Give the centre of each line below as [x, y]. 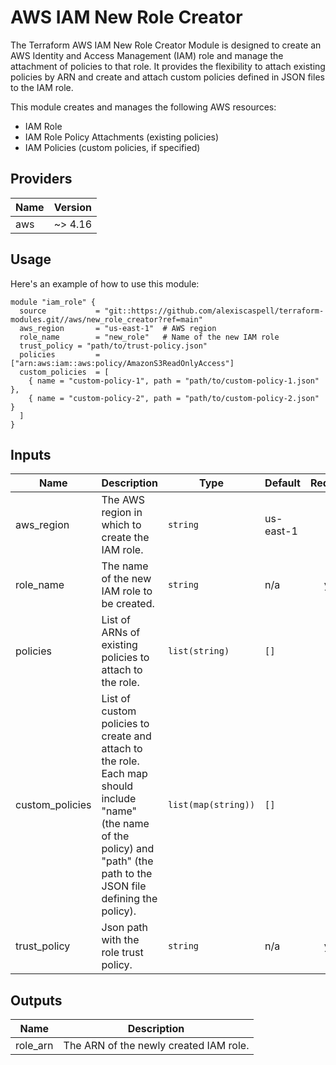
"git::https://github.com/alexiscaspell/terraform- [214, 311]
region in [122, 513]
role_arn [34, 1046]
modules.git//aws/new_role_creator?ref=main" [106, 319]
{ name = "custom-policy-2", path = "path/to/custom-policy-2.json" [174, 398]
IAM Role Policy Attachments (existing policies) [122, 137]
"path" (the [127, 861]
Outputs [36, 1000]
